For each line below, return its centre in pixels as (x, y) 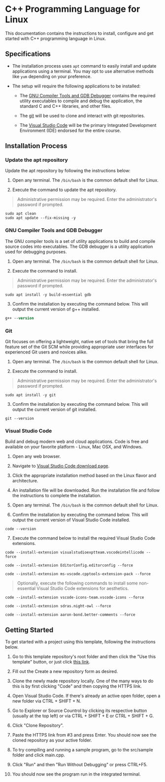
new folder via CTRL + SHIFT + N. (47, 701)
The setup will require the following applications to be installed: (76, 86)
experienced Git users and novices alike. (46, 352)
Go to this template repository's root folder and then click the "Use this (84, 657)
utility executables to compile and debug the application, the (81, 101)
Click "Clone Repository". (38, 725)
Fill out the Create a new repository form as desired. (65, 671)
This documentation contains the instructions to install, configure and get (79, 33)
